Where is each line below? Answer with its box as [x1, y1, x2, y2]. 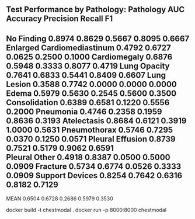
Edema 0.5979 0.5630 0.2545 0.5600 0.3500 [6, 88, 177, 98]
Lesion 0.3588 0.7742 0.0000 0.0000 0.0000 [6, 79, 177, 89]
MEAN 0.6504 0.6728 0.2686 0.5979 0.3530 [6, 195, 114, 202]
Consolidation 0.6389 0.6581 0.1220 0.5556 [6, 98, 170, 107]
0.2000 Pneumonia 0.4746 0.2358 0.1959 [6, 106, 162, 116]
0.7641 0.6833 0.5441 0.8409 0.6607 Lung [6, 70, 166, 80]
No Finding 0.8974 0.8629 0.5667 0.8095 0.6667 [6, 33, 190, 43]
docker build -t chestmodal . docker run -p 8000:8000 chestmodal [6, 207, 167, 214]
